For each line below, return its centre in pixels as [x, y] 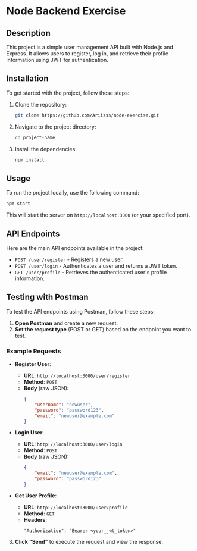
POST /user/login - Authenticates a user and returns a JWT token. [96, 265]
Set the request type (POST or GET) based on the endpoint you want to [103, 329]
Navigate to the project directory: [55, 127]
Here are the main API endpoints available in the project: [75, 248]
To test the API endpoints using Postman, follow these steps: [80, 311]
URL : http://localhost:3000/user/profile [76, 507]
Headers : [35, 519]
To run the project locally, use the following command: [73, 193]
